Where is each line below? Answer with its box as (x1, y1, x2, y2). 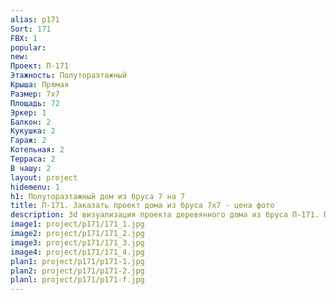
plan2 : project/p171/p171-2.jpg (10, 266, 145, 276)
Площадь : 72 (10, 98, 60, 108)
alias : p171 (10, 14, 60, 25)
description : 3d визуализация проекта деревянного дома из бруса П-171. (10, 210, 320, 220)
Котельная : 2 (10, 145, 65, 155)
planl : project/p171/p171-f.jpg (10, 275, 145, 285)
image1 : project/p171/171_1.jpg (10, 219, 145, 230)
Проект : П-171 (10, 61, 70, 71)
